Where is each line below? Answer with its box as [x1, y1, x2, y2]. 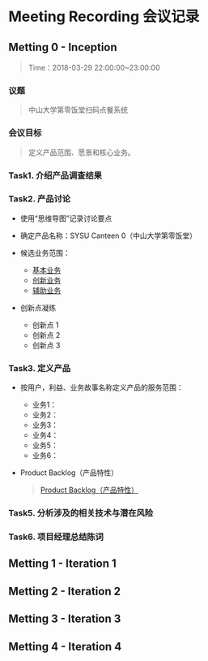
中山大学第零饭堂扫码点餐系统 [28, 105, 128, 114]
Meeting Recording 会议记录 [8, 7, 200, 26]
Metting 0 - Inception [8, 40, 117, 54]
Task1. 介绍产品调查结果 [8, 170, 103, 181]
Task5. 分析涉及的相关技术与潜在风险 [8, 508, 154, 519]
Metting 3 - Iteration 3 [8, 612, 121, 626]
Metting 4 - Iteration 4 [8, 639, 122, 654]
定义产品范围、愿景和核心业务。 [28, 147, 135, 157]
